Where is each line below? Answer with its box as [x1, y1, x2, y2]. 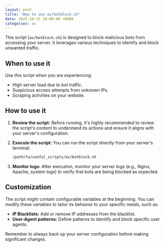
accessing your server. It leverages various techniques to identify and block [5, 40, 159, 46]
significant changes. [5, 236, 46, 242]
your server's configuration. [12, 130, 69, 136]
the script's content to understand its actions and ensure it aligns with [12, 125, 154, 131]
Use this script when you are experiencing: [5, 72, 92, 78]
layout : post [5, 7, 32, 12]
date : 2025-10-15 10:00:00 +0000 [5, 16, 74, 21]
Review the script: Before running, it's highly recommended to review [12, 119, 154, 126]
